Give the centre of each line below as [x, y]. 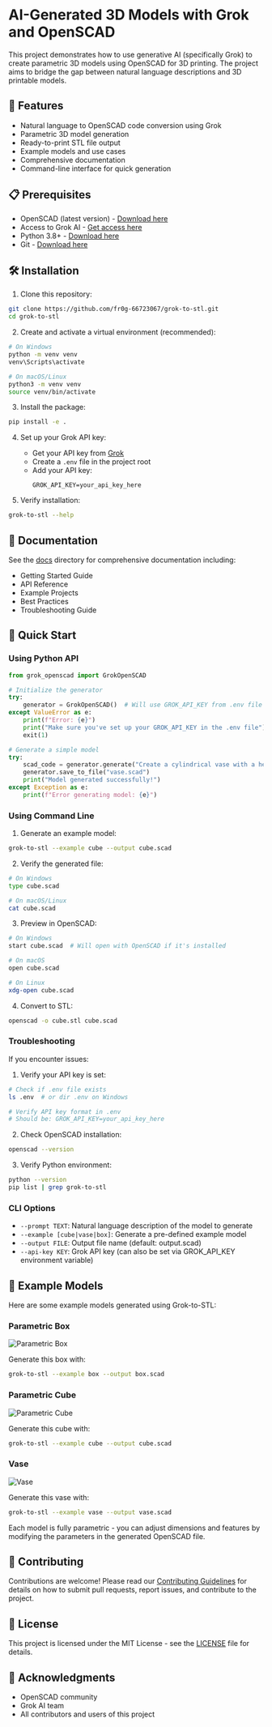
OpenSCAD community [59, 1697]
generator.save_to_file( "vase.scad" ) [87, 772]
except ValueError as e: [50, 713]
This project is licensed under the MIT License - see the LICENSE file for [129, 1644]
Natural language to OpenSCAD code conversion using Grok [121, 125]
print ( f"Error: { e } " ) [59, 720]
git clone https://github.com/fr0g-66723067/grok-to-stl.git [114, 309]
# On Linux [27, 983]
